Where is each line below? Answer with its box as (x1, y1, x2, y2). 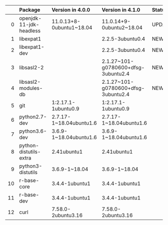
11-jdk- (19, 21, 39, 28)
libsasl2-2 (19, 64, 44, 71)
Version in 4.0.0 (51, 6, 90, 13)
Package (19, 6, 40, 13)
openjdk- (19, 15, 41, 21)
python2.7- (19, 113, 47, 120)
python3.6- (19, 128, 47, 134)
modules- (19, 85, 43, 91)
